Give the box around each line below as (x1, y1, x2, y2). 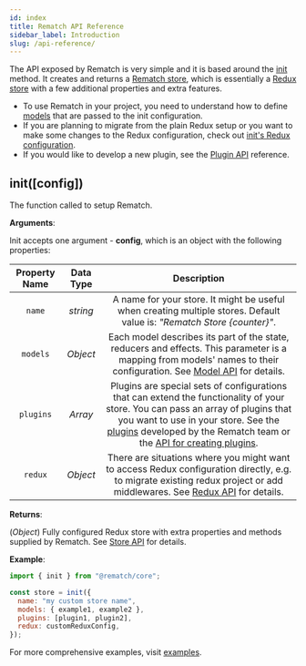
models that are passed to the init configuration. (22, 110, 203, 121)
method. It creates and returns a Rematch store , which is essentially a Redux (9, 74, 297, 85)
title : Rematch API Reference (9, 22, 125, 31)
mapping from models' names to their (117, 353, 280, 366)
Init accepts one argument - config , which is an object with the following (9, 235, 282, 246)
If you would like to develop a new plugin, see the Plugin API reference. (22, 149, 290, 160)
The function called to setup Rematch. (9, 200, 153, 210)
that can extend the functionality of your (112, 391, 285, 404)
